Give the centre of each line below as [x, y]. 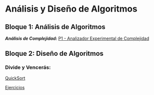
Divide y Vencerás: [28, 67]
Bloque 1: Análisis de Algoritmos [55, 27]
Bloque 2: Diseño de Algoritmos [54, 54]
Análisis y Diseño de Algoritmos [71, 9]
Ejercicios [15, 87]
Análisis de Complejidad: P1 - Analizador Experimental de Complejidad [77, 38]
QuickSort [15, 78]
